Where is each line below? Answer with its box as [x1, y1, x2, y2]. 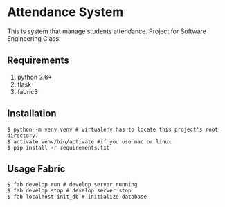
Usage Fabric [7, 163, 66, 174]
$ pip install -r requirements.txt [7, 144, 110, 151]
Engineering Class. [7, 34, 61, 42]
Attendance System [7, 4, 124, 20]
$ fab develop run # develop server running [7, 181, 138, 188]
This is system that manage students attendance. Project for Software [7, 27, 206, 35]
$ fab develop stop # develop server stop [7, 188, 132, 195]
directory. [7, 132, 39, 139]
